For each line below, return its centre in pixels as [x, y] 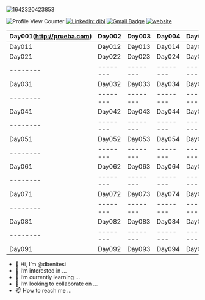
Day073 [139, 194]
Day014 [168, 47]
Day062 [109, 166]
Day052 [109, 139]
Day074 [168, 194]
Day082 [109, 221]
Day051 [21, 139]
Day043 [139, 112]
